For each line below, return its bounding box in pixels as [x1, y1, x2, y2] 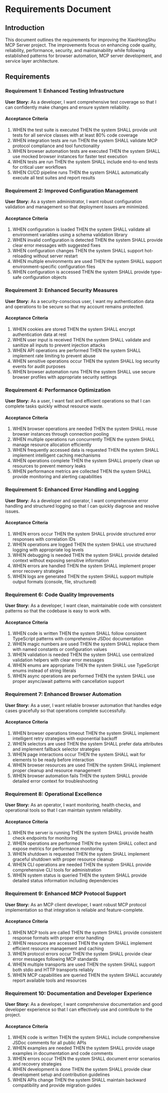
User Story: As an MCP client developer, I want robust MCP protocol [5, 901, 146, 907]
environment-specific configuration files [12, 264, 95, 270]
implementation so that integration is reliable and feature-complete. [5, 907, 144, 913]
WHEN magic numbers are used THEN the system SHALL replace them [12, 641, 159, 647]
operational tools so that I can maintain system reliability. [5, 807, 122, 813]
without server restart [33, 253, 78, 259]
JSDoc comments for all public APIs [12, 1040, 86, 1046]
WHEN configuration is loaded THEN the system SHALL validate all [12, 226, 151, 232]
